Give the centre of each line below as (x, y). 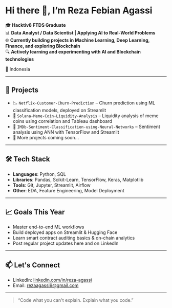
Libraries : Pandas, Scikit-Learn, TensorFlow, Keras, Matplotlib (78, 179)
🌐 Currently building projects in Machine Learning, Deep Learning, (78, 40)
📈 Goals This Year (35, 212)
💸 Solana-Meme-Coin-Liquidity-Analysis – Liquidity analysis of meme (85, 116)
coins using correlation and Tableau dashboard (62, 121)
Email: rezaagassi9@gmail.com (46, 285)
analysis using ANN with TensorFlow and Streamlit (66, 132)
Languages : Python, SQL (39, 174)
